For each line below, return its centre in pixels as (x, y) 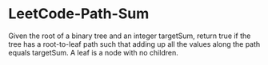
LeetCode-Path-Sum (79, 14)
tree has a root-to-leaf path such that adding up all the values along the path (134, 44)
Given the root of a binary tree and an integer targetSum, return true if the (130, 36)
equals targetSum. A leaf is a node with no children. (93, 52)
